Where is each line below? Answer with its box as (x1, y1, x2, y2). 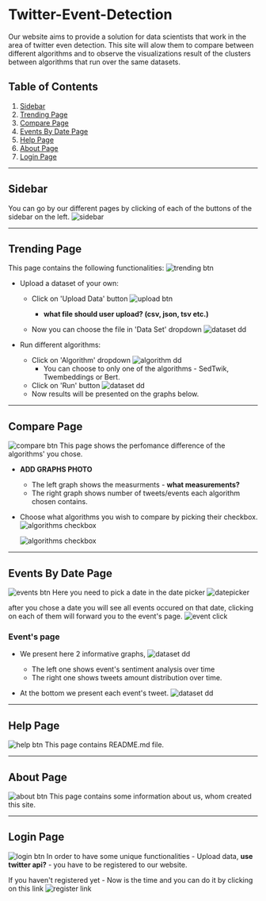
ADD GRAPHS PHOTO (19, 464, 93, 474)
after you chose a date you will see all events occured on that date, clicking (8, 603, 254, 612)
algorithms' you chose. (8, 449, 83, 459)
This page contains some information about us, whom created (49, 791, 252, 801)
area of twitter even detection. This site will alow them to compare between (8, 40, 254, 49)
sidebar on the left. (8, 212, 70, 221)
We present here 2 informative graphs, (19, 649, 146, 659)
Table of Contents (8, 80, 99, 94)
